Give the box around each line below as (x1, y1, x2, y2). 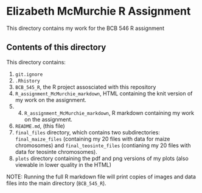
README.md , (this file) (15, 122, 65, 129)
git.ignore (15, 71, 43, 78)
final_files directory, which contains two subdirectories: (15, 128, 160, 136)
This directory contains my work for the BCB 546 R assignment (6, 24, 164, 32)
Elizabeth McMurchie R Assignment (6, 4, 191, 18)
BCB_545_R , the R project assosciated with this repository (15, 83, 156, 90)
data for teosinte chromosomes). (15, 148, 97, 155)
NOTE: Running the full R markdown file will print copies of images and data (6, 173, 197, 180)
